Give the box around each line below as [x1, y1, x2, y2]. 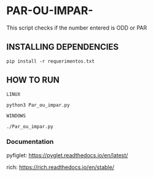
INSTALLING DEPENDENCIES [6, 42, 119, 52]
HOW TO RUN [6, 75, 60, 85]
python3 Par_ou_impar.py [6, 102, 70, 108]
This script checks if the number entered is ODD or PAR [6, 24, 147, 31]
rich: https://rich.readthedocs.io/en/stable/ [6, 163, 115, 171]
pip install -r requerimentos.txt [6, 58, 95, 65]
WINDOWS [6, 112, 26, 119]
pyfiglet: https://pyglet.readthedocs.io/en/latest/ [6, 151, 128, 159]
